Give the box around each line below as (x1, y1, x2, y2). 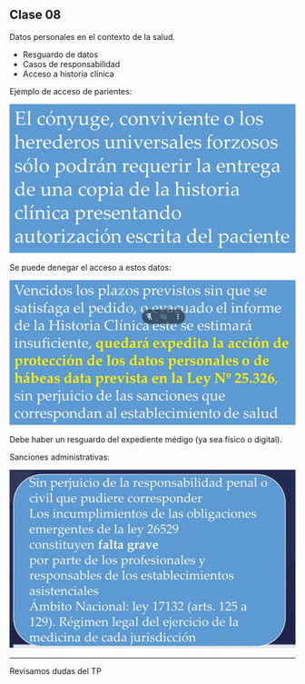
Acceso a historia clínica (22, 68, 115, 79)
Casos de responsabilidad (22, 58, 121, 69)
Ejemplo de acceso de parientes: (9, 85, 133, 96)
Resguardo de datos (22, 49, 99, 60)
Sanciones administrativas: (9, 451, 111, 462)
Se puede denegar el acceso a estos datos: (9, 262, 172, 273)
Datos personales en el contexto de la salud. (9, 31, 175, 42)
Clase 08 (9, 7, 62, 23)
